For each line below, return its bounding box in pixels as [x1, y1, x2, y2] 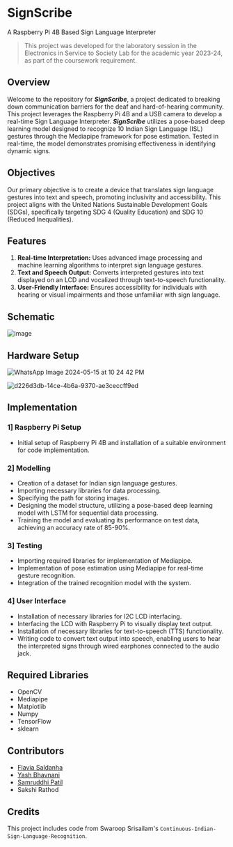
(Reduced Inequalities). [7, 215, 74, 224]
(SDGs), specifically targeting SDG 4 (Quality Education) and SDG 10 [7, 208, 204, 216]
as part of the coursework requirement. [24, 56, 137, 64]
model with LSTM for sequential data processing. [17, 508, 159, 517]
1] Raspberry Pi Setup [7, 423, 82, 433]
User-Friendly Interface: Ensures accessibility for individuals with [17, 283, 207, 292]
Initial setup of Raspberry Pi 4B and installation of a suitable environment [17, 438, 226, 446]
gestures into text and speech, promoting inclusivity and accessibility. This [7, 193, 221, 201]
